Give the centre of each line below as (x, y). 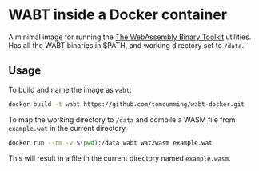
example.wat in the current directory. (68, 128)
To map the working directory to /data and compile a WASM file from (122, 119)
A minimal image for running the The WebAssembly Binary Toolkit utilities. (130, 37)
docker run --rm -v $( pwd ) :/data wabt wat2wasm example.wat (111, 143)
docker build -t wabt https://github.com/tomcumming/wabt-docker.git (127, 104)
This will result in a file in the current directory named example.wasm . (120, 158)
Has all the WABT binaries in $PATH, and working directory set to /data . (126, 45)
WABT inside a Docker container (118, 15)
